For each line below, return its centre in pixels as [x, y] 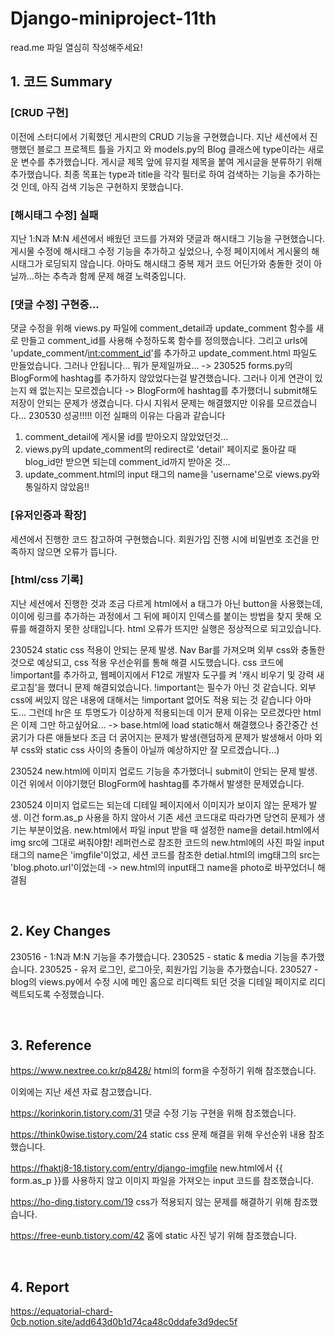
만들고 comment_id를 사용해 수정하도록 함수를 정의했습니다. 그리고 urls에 [164, 341]
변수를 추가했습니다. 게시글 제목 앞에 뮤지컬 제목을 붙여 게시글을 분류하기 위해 [171, 161]
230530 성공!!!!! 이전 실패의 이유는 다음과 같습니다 [127, 416]
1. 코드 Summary [61, 82]
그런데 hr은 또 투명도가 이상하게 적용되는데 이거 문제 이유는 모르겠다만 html [175, 712]
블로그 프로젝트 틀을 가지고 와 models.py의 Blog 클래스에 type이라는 [171, 149]
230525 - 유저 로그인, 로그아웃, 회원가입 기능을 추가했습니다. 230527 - [179, 969]
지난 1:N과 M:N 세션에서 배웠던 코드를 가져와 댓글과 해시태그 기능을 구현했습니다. [168, 238]
